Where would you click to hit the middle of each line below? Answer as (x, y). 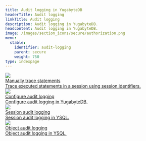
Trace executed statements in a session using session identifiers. (73, 86)
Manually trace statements (33, 81)
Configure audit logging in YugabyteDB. (46, 102)
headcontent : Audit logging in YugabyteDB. (52, 29)
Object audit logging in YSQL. (36, 133)
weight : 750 (27, 57)
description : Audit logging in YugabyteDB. (52, 24)
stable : (18, 43)
